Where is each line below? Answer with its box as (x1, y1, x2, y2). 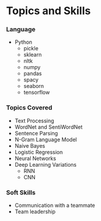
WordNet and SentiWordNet (14, 123, 83, 131)
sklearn (23, 51, 42, 58)
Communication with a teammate (14, 202, 96, 209)
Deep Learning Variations (14, 161, 77, 168)
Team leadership (14, 208, 56, 215)
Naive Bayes (14, 142, 45, 149)
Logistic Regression (14, 148, 63, 155)
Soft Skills (6, 188, 36, 196)
